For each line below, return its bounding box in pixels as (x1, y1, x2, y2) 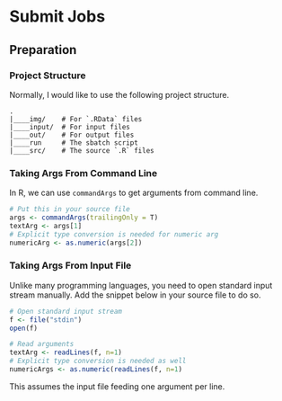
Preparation (9, 42, 77, 58)
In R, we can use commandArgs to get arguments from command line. (9, 187, 259, 199)
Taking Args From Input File (9, 259, 132, 272)
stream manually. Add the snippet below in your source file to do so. (9, 290, 262, 300)
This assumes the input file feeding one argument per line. (9, 380, 225, 392)
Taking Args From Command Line (9, 166, 158, 179)
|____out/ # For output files (9, 130, 135, 139)
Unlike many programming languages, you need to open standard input (9, 280, 273, 290)
